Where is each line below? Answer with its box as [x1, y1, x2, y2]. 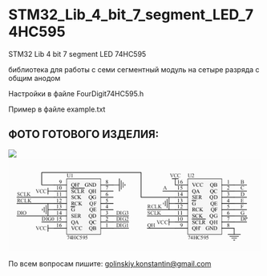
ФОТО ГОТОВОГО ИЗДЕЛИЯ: [8, 128, 160, 141]
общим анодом [8, 73, 61, 83]
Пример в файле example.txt [8, 104, 106, 114]
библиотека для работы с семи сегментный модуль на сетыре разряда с [8, 64, 260, 74]
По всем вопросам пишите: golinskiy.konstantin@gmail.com [8, 259, 212, 269]
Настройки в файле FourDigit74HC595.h [8, 88, 144, 98]
